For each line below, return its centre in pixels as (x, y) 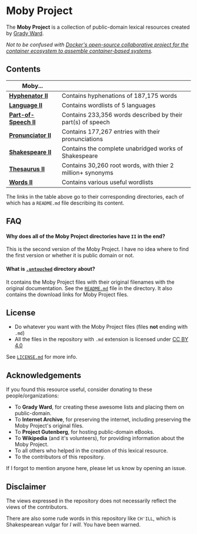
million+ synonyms (87, 172)
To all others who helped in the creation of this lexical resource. (91, 451)
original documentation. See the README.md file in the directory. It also (89, 288)
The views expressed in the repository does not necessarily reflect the (91, 501)
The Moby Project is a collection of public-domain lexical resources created (98, 27)
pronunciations (82, 139)
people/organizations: (33, 396)
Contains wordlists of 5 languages (108, 105)
